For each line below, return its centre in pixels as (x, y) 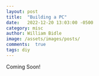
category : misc (25, 28)
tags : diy (18, 50)
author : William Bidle (34, 34)
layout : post (22, 11)
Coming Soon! (24, 67)
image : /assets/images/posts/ (43, 39)
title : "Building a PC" (37, 17)
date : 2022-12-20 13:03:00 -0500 (50, 22)
